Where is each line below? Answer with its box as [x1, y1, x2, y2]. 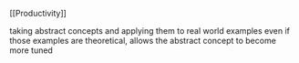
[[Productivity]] [9, 8, 67, 18]
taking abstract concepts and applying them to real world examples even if [9, 26, 290, 36]
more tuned [9, 45, 53, 56]
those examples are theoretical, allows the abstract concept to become [9, 36, 276, 46]
